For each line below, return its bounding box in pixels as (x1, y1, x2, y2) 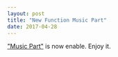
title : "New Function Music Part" (7, 17, 108, 24)
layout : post (7, 10, 45, 17)
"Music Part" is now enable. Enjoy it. (7, 42, 111, 51)
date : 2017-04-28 (7, 23, 58, 30)
